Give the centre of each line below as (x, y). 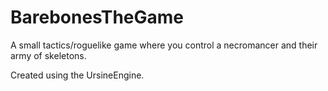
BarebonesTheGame (97, 17)
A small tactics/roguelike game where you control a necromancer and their (164, 45)
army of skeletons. (48, 55)
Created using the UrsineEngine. (77, 75)
